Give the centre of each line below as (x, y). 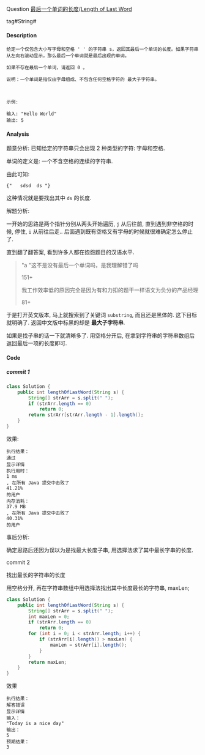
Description (22, 35)
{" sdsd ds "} (28, 186)
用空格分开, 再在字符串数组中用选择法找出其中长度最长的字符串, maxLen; (98, 588)
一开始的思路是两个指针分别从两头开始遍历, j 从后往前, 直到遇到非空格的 (97, 224)
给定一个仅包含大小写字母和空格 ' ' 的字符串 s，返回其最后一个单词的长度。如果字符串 (102, 50)
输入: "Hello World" (32, 114)
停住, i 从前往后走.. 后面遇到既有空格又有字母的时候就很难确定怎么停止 (104, 232)
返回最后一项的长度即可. (37, 343)
